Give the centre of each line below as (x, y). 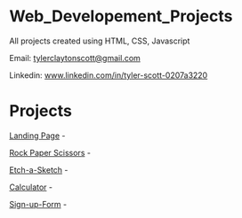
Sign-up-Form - (38, 204)
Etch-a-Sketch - (39, 169)
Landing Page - (37, 136)
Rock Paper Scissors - (50, 152)
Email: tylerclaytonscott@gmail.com (75, 58)
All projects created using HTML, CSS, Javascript (100, 41)
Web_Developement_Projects (121, 16)
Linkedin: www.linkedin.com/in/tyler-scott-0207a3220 (109, 75)
